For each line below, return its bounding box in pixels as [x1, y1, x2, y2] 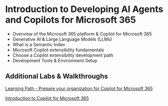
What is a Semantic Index [12, 41, 65, 47]
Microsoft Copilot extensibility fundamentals [12, 47, 105, 53]
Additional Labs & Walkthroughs [5, 72, 108, 81]
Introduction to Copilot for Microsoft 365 [5, 95, 89, 101]
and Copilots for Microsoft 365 [5, 14, 136, 26]
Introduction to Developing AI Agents [5, 4, 163, 15]
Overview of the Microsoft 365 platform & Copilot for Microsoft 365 [12, 31, 152, 37]
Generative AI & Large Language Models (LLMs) [12, 36, 112, 42]
